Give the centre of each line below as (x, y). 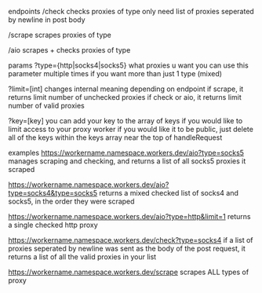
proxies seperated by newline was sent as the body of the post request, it (127, 248)
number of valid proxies (46, 106)
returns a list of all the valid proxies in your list (82, 257)
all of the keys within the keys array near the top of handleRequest (115, 137)
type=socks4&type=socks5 (53, 193)
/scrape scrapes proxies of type (60, 35)
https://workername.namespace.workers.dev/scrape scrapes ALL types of (129, 272)
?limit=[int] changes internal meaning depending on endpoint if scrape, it (126, 89)
